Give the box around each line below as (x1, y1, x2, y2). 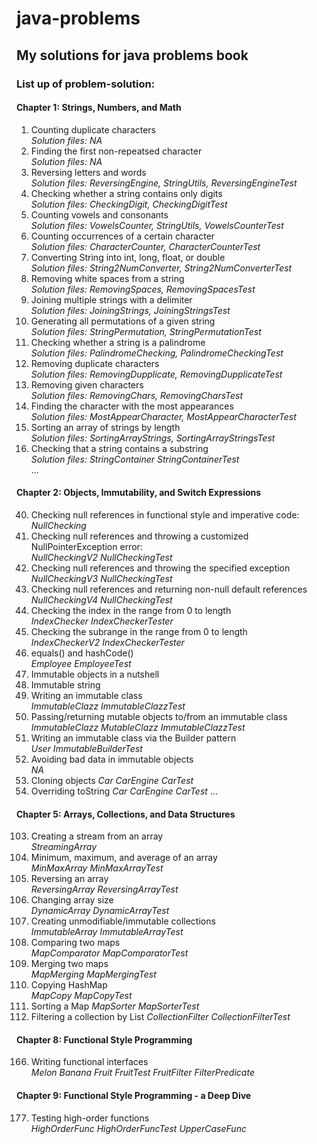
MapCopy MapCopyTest (30, 990, 133, 1002)
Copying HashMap (30, 979, 108, 991)
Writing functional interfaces (30, 1056, 149, 1068)
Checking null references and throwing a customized (30, 530, 249, 542)
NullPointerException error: (30, 540, 143, 552)
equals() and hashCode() (30, 647, 134, 659)
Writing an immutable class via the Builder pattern (30, 732, 237, 744)
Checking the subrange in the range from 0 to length (30, 625, 248, 637)
